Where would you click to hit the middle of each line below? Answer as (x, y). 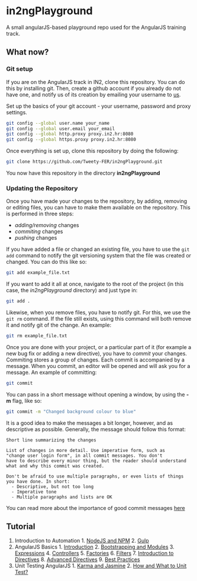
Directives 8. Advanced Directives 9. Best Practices (77, 560)
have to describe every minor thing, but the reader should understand (96, 461)
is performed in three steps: (40, 214)
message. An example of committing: (51, 372)
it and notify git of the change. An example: (59, 325)
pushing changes (36, 238)
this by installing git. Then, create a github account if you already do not (94, 88)
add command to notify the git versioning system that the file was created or (98, 256)
